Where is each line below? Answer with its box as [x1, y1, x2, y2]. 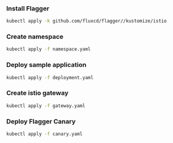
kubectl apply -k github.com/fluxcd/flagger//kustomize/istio [6, 18, 167, 24]
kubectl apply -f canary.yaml [6, 131, 83, 137]
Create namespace [6, 32, 64, 41]
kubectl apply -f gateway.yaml [6, 102, 86, 109]
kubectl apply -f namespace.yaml [6, 46, 91, 52]
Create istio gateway [6, 89, 69, 97]
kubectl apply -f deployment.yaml [6, 74, 94, 80]
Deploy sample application [6, 61, 87, 69]
